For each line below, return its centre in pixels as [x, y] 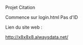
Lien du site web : [24, 27]
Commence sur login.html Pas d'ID [41, 17]
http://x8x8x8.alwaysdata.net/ [37, 37]
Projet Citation [20, 7]
